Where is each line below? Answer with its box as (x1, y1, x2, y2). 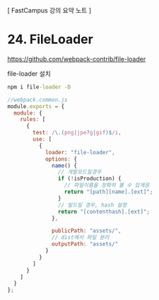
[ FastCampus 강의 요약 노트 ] (7, 6, 92, 14)
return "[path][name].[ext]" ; (64, 188, 153, 196)
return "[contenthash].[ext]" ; (57, 208, 151, 215)
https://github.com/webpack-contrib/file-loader (7, 54, 146, 63)
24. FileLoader (7, 31, 93, 47)
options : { (45, 155, 78, 163)
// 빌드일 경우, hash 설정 (57, 201, 127, 209)
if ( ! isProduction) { (57, 175, 122, 183)
